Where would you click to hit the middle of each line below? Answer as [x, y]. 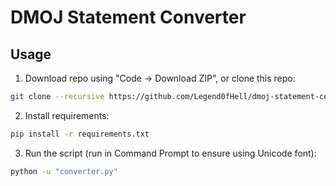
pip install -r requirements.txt [80, 134]
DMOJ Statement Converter [128, 17]
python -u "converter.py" [64, 171]
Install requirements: [67, 115]
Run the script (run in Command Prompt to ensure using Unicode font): [170, 153]
